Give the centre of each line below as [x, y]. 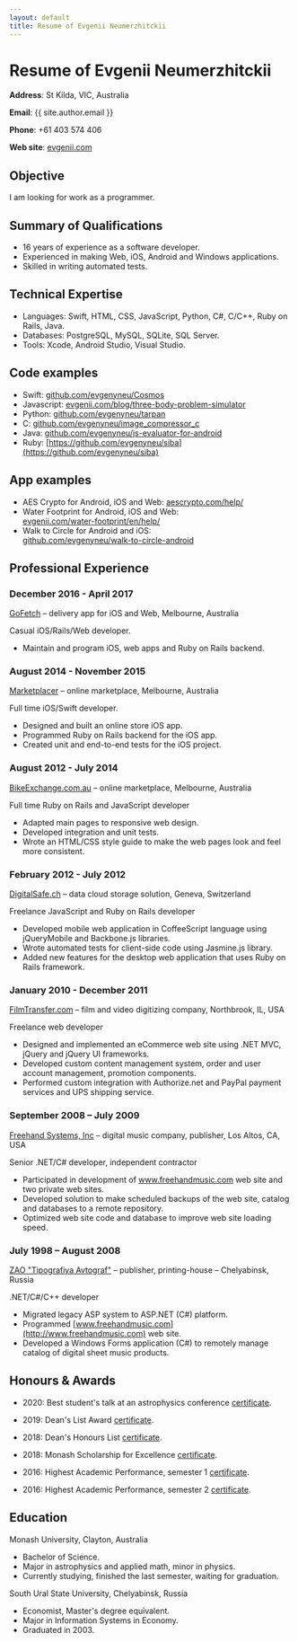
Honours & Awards [63, 1381]
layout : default [39, 18]
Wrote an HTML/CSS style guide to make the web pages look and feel [151, 842]
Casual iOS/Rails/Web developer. [70, 631]
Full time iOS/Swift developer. [64, 708]
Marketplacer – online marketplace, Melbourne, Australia [114, 691]
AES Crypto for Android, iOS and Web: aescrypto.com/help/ [133, 502]
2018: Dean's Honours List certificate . [92, 1437]
